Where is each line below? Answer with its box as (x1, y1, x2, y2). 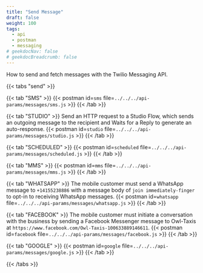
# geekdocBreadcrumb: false (6, 54, 78, 60)
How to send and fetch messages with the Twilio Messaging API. (6, 70, 168, 78)
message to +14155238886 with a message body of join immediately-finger (6, 186, 195, 194)
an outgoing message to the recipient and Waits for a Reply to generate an (6, 119, 192, 126)
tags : (6, 25, 20, 32)
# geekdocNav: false (6, 49, 59, 55)
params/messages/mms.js (6, 169, 67, 175)
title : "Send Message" (6, 8, 64, 15)
